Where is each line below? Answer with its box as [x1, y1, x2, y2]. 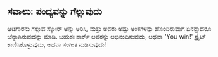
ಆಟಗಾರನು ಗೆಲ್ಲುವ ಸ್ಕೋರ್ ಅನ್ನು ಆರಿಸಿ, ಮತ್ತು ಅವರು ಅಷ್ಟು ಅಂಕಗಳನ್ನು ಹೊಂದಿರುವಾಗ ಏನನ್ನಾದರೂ [7, 24, 212, 32]
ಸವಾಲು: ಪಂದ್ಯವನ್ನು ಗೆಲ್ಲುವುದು [7, 6, 102, 18]
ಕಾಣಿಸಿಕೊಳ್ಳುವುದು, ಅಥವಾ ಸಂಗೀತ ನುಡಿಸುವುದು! [7, 40, 107, 49]
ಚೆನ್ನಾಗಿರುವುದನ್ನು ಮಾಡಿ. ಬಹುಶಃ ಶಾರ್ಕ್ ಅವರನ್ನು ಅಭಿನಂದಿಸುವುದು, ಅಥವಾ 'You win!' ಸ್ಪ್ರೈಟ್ [7, 32, 206, 41]
